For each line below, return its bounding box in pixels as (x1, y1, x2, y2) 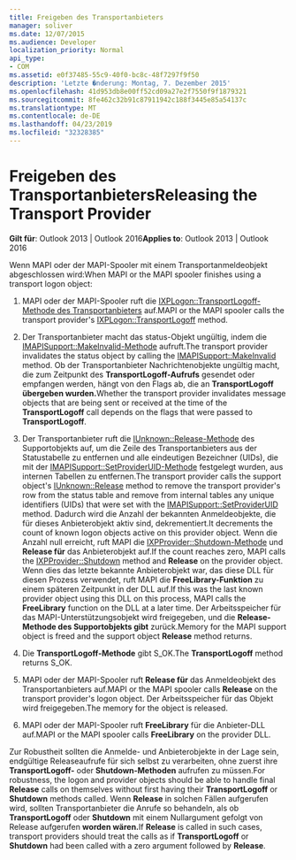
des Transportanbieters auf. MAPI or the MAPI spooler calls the (57, 304, 285, 315)
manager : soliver (9, 21, 73, 30)
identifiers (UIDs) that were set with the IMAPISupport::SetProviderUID (21, 499, 278, 510)
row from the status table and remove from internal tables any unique (21, 489, 275, 500)
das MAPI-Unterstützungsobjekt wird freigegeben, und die (21, 611, 236, 622)
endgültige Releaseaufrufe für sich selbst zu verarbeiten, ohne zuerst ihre (9, 756, 278, 766)
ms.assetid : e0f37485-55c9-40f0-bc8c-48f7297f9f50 (9, 71, 200, 80)
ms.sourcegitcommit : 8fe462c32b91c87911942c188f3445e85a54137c (9, 95, 247, 104)
